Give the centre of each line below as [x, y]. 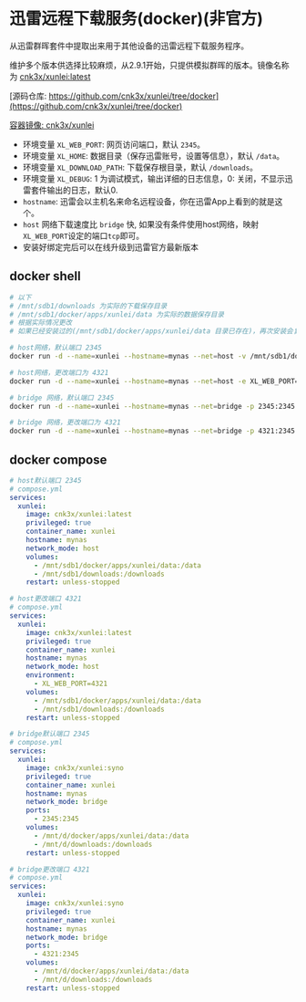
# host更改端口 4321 [46, 599]
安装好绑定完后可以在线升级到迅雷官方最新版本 [110, 246]
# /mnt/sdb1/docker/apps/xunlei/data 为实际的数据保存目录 [117, 314]
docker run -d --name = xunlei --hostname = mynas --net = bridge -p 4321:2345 [153, 431]
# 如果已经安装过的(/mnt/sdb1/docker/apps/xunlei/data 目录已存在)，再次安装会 [151, 331]
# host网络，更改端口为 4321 [59, 372]
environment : [51, 675]
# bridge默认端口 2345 [50, 734]
